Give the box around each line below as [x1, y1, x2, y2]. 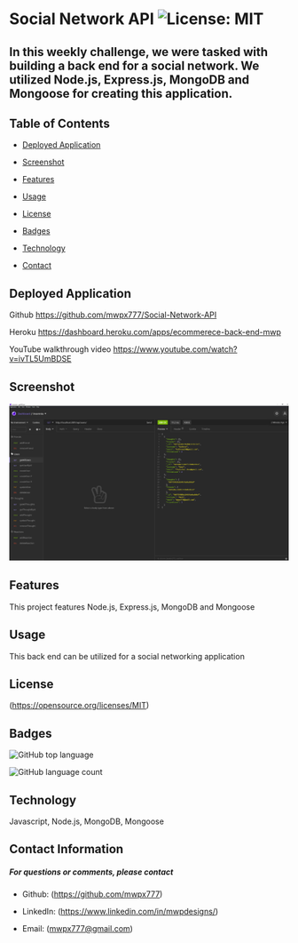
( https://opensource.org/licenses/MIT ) [9, 700, 150, 711]
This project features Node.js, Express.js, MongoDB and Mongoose [9, 601, 255, 612]
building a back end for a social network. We [9, 58, 260, 73]
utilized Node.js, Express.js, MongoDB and [9, 72, 250, 87]
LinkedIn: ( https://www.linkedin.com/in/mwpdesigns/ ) [21, 907, 219, 917]
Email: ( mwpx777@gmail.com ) [21, 923, 133, 934]
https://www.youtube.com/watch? [113, 344, 238, 355]
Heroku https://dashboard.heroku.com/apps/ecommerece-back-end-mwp [9, 327, 281, 338]
